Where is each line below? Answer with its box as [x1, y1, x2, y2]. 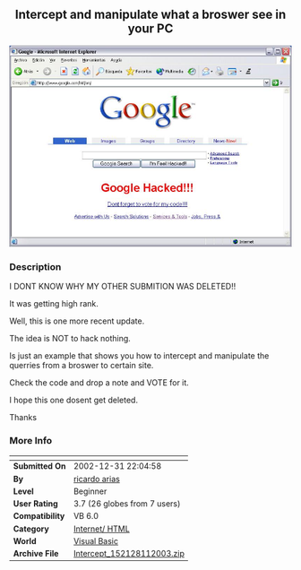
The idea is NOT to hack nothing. [9, 333, 132, 344]
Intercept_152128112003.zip [73, 548, 185, 558]
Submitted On [13, 461, 66, 471]
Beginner [73, 486, 107, 497]
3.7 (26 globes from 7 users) [73, 498, 181, 509]
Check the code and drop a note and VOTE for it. [9, 377, 190, 388]
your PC [127, 22, 174, 37]
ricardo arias [73, 473, 121, 484]
